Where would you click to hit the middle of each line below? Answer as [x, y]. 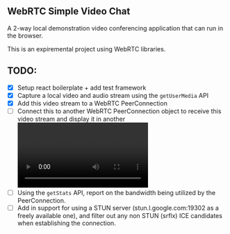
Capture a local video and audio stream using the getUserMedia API [113, 95]
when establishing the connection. [66, 223]
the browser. [25, 35]
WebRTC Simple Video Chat [69, 11]
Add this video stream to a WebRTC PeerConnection [92, 103]
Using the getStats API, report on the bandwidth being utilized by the [116, 192]
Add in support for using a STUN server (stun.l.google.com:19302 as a [118, 208]
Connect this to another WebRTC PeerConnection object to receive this [119, 111]
